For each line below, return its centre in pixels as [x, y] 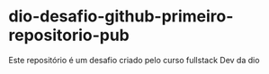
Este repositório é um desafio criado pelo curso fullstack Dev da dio [134, 60]
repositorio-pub [69, 35]
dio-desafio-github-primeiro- [121, 16]
